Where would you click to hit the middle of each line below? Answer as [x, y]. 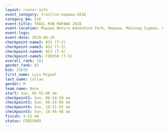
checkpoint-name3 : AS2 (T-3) [35, 47]
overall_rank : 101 [24, 61]
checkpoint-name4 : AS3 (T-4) [35, 51]
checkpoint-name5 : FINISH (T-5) [39, 56]
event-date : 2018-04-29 [30, 38]
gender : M [15, 84]
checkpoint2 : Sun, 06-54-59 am [38, 98]
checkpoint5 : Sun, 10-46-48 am [38, 112]
